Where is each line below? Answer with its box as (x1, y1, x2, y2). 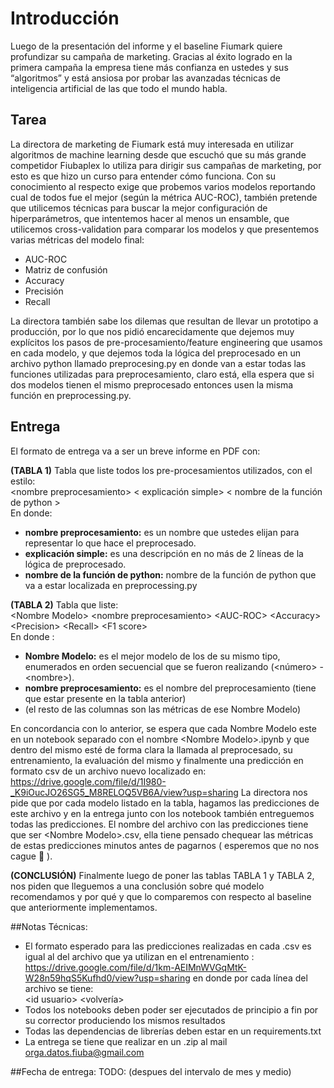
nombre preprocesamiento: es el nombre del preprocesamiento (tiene (24, 682, 317, 694)
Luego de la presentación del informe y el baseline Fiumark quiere (10, 40, 283, 52)
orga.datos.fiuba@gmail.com (24, 1046, 145, 1058)
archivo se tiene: (24, 982, 94, 994)
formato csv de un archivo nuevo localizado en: (10, 765, 207, 777)
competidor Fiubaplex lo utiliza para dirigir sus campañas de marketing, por (10, 159, 322, 171)
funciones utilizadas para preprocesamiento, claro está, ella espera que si (10, 368, 315, 380)
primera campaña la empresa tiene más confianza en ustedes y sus (10, 61, 289, 73)
